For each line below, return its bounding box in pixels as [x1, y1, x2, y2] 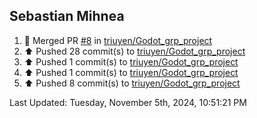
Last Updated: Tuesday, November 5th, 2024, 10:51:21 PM [9, 96, 247, 108]
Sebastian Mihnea [9, 8, 125, 25]
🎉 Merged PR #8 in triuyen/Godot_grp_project [23, 34, 213, 46]
